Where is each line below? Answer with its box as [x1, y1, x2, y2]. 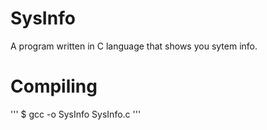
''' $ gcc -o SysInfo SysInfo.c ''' [10, 108, 142, 120]
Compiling [10, 75, 98, 98]
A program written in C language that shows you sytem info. [10, 40, 258, 52]
